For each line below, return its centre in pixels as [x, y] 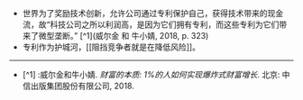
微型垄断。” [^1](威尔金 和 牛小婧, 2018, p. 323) [124, 36]
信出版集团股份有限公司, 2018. [78, 86]
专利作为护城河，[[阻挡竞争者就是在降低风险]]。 [111, 47]
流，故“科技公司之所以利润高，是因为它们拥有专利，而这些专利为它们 [151, 24]
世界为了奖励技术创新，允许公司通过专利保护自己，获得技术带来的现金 [153, 13]
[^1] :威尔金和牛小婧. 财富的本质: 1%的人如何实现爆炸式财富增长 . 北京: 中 [156, 74]
